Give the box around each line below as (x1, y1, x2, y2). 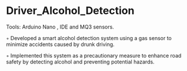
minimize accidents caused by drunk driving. (6, 41, 115, 48)
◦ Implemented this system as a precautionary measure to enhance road (6, 52, 182, 59)
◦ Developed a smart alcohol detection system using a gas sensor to (6, 34, 172, 41)
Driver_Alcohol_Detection (6, 4, 135, 17)
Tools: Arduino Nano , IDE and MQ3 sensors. (6, 23, 115, 30)
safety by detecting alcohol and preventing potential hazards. (6, 58, 155, 65)
